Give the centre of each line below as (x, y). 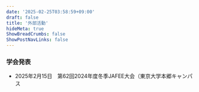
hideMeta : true (25, 29)
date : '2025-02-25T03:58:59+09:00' (51, 12)
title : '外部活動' (28, 23)
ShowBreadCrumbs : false (36, 34)
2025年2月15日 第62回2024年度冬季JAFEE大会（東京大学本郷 (93, 76)
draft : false (22, 17)
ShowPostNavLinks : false (37, 40)
